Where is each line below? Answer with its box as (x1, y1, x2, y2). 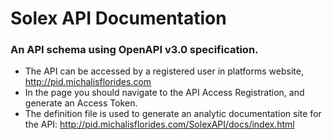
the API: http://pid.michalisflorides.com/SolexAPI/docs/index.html (24, 118, 295, 131)
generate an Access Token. (24, 97, 138, 109)
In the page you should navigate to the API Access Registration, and (24, 87, 305, 99)
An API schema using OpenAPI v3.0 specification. (10, 43, 259, 57)
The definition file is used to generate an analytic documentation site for (24, 108, 322, 120)
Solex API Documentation (10, 7, 227, 30)
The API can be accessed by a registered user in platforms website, (24, 65, 304, 77)
